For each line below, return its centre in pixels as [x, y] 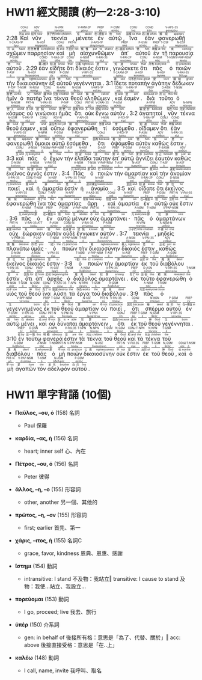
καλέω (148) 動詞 [37, 657]
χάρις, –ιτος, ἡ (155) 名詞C [48, 540]
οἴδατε [147, 188]
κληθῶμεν [97, 98]
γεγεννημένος [24, 308]
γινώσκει [46, 113]
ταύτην [102, 158]
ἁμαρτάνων [171, 218]
